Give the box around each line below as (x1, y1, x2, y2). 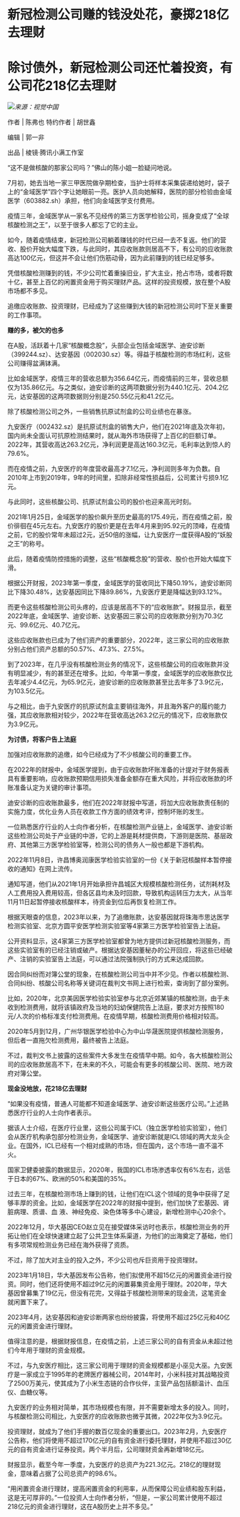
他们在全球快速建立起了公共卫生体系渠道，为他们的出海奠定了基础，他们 (19, 1232, 233, 1240)
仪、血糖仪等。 (7, 1388, 51, 1397)
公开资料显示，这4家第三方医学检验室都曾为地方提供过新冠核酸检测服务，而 (7, 937, 231, 945)
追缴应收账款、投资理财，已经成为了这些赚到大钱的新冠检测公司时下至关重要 (7, 302, 233, 311)
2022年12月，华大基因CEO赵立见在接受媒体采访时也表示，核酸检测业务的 (7, 1223, 224, 1231)
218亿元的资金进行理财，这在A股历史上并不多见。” (7, 1502, 154, 1511)
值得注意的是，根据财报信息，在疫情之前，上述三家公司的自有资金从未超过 (7, 1337, 226, 1346)
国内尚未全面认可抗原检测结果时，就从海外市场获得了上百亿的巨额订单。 (7, 432, 220, 440)
